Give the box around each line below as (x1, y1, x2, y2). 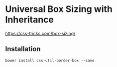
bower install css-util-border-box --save (5, 58, 95, 63)
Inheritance (5, 14, 54, 25)
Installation (5, 45, 41, 53)
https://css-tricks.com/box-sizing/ (5, 30, 76, 36)
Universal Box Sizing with (5, 3, 113, 15)
